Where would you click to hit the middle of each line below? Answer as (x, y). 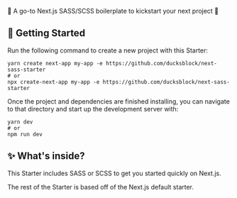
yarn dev (20, 122)
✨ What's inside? (46, 156)
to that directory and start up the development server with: (93, 109)
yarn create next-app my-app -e (55, 63)
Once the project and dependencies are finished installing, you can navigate (119, 101)
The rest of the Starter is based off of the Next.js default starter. (100, 187)
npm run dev (25, 134)
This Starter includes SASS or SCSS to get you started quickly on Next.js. (114, 173)
